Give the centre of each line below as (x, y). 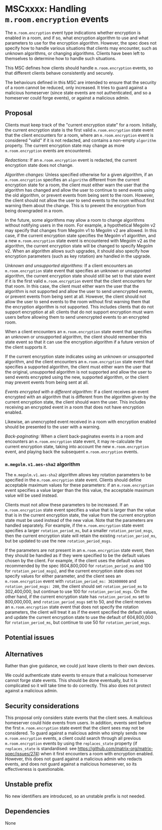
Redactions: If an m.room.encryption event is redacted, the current (71, 160)
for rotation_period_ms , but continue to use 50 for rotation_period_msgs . (78, 622)
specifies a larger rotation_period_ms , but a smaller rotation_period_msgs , (79, 531)
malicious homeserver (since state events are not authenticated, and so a (78, 93)
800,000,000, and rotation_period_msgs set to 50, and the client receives (78, 602)
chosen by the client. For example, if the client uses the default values (75, 561)
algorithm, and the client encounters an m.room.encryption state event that (79, 361)
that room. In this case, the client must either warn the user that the (72, 286)
